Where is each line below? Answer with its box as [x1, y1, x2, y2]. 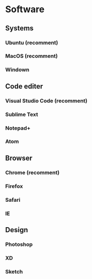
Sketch [5, 268, 23, 275]
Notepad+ [5, 125, 31, 132]
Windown [5, 66, 29, 73]
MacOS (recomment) [5, 52, 58, 59]
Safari [5, 196, 21, 203]
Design [5, 225, 28, 234]
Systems [5, 24, 34, 33]
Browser [5, 153, 33, 162]
